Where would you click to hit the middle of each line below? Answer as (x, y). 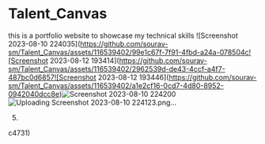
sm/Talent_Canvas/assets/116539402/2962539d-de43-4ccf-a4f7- (117, 68)
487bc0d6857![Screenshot (52, 77)
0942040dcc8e (34, 94)
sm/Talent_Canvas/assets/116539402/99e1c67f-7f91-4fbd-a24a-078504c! (130, 52)
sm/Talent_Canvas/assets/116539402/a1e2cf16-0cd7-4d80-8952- (116, 85)
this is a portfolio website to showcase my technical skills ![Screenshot (123, 35)
